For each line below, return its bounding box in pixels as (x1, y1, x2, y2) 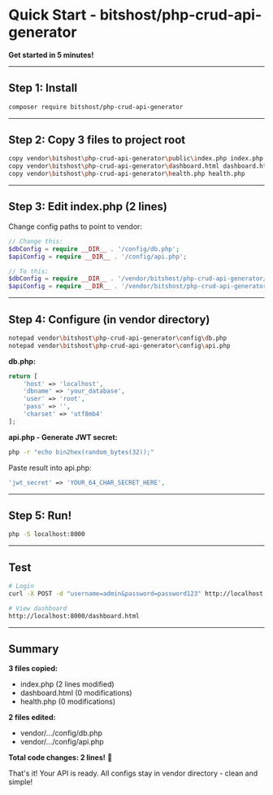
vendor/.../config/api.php (19, 737, 104, 747)
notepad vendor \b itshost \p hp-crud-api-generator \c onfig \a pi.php (8, 341, 231, 349)
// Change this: (8, 237, 63, 245)
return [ (8, 372, 38, 380)
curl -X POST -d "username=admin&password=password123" (8, 589, 201, 598)
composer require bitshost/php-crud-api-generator (8, 103, 184, 111)
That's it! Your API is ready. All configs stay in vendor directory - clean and (8, 768, 258, 779)
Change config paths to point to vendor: (8, 222, 142, 231)
